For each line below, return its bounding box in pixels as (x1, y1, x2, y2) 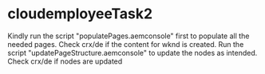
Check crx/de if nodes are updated (7, 56, 123, 66)
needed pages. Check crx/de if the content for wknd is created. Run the (7, 39, 244, 49)
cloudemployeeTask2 (7, 5, 153, 23)
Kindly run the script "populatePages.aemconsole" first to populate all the (7, 31, 250, 41)
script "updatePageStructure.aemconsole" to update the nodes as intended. (7, 48, 258, 57)
